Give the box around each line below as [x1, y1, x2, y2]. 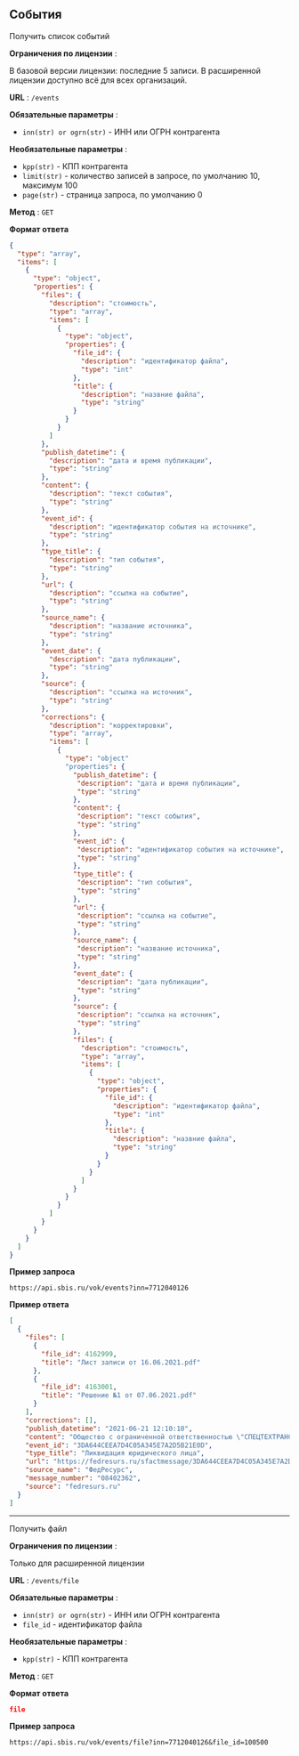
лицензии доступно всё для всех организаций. [9, 75, 188, 85]
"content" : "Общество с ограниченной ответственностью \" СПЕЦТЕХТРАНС [25, 1432, 293, 1441]
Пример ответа [9, 1299, 69, 1310]
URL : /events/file [9, 1574, 80, 1585]
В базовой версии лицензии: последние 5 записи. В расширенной [9, 65, 261, 76]
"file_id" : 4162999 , [41, 1349, 117, 1358]
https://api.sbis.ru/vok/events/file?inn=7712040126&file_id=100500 [9, 1738, 269, 1747]
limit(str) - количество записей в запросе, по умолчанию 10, [21, 170, 261, 181]
